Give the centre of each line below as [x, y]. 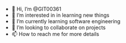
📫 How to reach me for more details [55, 34]
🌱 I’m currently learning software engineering [66, 21]
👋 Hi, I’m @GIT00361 [36, 9]
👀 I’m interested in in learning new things [60, 15]
